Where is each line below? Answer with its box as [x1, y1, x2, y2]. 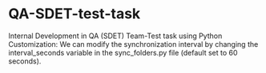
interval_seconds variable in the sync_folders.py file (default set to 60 [8, 48, 238, 57]
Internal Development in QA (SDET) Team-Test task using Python [8, 31, 223, 40]
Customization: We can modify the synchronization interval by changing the [8, 39, 259, 48]
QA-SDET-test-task [8, 5, 141, 23]
